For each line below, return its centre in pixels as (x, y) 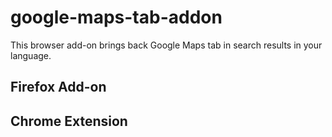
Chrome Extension (69, 121)
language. (31, 55)
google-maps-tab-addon (116, 17)
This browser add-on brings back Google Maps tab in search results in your (166, 45)
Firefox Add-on (58, 87)
